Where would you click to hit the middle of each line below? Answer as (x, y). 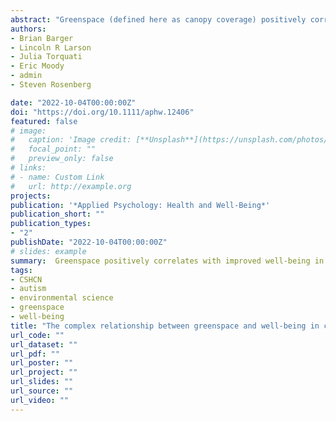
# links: (28, 168)
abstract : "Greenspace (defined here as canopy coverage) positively (158, 19)
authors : (28, 29)
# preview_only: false (62, 159)
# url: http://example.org (71, 186)
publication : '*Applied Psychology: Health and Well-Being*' (140, 205)
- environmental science (62, 298)
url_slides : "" (42, 382)
